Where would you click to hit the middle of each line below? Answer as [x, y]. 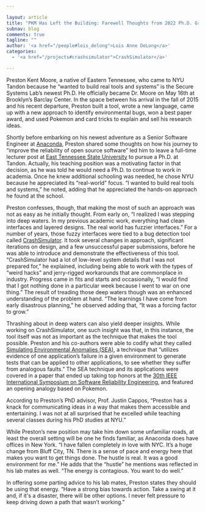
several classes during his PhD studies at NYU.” [66, 420]
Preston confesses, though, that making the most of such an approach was [101, 207]
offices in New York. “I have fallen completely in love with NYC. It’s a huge [99, 445]
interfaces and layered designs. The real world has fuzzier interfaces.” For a [102, 227]
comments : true [26, 34]
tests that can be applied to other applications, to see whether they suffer [99, 362]
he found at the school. [35, 196]
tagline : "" [21, 40]
